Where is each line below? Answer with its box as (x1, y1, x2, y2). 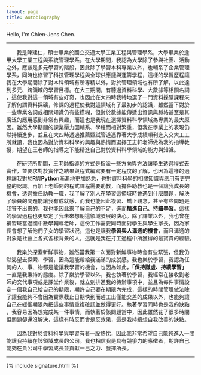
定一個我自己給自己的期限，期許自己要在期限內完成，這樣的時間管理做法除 (6, 285, 190, 293)
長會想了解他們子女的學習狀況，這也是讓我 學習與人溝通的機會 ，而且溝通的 (6, 227, 190, 234)
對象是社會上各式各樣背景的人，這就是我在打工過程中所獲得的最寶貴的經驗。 (6, 234, 195, 242)
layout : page (6, 8, 39, 15)
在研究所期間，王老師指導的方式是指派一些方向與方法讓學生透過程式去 (16, 160, 190, 167)
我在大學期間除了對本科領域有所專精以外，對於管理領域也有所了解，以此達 (6, 78, 190, 86)
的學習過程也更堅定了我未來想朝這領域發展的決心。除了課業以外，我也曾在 (6, 212, 190, 219)
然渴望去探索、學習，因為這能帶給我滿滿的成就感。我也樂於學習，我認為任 (6, 255, 190, 263)
